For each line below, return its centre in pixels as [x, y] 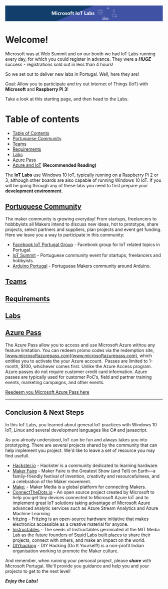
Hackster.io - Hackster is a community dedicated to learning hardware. [85, 465]
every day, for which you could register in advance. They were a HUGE [78, 59]
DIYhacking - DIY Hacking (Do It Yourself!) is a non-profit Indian [78, 545]
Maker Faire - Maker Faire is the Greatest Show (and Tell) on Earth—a [84, 470]
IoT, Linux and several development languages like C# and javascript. [76, 430]
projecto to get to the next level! [38, 571]
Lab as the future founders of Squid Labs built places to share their [81, 535]
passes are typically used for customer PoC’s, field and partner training [78, 377]
